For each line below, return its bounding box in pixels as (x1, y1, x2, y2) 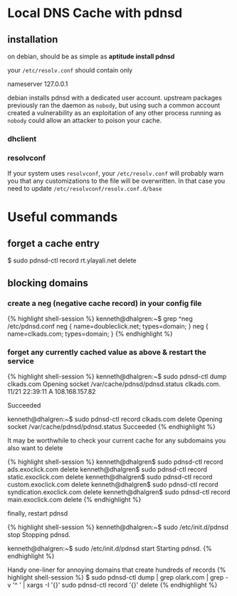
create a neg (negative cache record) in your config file (7, 298, 202, 308)
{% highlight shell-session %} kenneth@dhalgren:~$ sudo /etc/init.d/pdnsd (7, 523, 229, 531)
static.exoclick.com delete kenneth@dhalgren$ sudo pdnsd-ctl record (7, 473, 213, 481)
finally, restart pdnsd (7, 509, 68, 518)
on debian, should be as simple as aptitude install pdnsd (7, 52, 175, 60)
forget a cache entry (7, 237, 100, 250)
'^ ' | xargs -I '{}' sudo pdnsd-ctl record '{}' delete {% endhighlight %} (12, 581, 218, 590)
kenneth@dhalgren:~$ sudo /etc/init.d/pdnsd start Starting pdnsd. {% (7, 544, 212, 553)
